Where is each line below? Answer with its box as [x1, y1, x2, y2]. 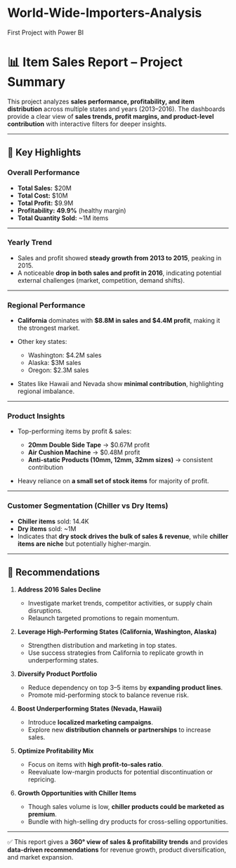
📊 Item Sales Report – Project [7, 54, 183, 70]
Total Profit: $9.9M [17, 198, 74, 207]
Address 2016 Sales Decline [17, 585, 101, 594]
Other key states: [17, 338, 67, 346]
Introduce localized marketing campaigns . [27, 717, 153, 726]
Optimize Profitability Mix [17, 746, 94, 755]
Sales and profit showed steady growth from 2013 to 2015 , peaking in [17, 253, 222, 262]
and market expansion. [7, 853, 74, 861]
